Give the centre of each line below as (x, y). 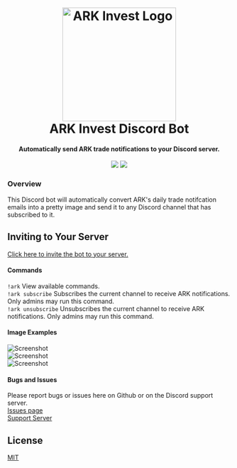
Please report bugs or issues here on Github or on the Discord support (110, 396)
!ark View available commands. (54, 286)
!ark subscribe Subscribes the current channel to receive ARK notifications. (119, 293)
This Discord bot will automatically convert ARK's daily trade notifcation (112, 200)
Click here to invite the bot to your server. (68, 254)
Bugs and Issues (32, 379)
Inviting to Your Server (58, 237)
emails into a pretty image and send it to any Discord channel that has (109, 207)
